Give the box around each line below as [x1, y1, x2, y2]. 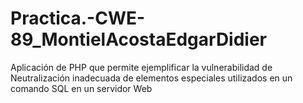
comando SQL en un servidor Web [10, 82, 153, 94]
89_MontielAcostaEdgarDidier [10, 28, 268, 51]
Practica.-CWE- [10, 7, 146, 30]
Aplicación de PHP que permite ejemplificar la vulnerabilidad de [10, 61, 273, 73]
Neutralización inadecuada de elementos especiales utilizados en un [10, 72, 293, 84]
